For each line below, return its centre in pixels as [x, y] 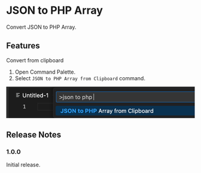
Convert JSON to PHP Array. [41, 27]
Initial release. [23, 165]
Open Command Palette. [45, 72]
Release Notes [34, 135]
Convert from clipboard [35, 60]
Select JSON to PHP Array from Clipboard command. [80, 78]
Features [23, 46]
